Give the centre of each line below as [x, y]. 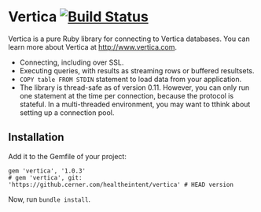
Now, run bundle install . [50, 199]
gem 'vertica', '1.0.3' [47, 171]
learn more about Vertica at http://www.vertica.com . [93, 46]
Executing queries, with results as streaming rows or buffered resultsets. [137, 70]
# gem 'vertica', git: [45, 177]
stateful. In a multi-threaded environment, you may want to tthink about [135, 104]
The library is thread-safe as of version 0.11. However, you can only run [134, 87]
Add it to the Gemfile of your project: [68, 156]
